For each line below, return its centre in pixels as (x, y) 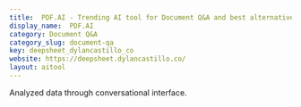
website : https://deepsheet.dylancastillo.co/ (98, 59)
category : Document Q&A (54, 34)
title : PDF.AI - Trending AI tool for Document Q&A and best (128, 17)
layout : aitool (38, 68)
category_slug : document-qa (62, 42)
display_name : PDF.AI (52, 26)
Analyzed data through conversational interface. (98, 92)
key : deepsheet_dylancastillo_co (72, 51)
